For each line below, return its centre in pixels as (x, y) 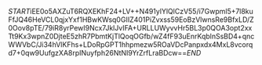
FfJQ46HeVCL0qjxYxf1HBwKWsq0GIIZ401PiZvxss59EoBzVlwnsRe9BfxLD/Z (131, 20)
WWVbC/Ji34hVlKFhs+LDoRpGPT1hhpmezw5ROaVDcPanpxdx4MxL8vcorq (131, 45)
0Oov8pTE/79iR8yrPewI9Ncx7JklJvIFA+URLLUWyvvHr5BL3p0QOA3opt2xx (130, 28)
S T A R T (19, 11)
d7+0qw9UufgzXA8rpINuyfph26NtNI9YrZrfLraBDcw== (98, 53)
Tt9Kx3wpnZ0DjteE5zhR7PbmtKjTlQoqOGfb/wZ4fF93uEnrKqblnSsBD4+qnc (131, 36)
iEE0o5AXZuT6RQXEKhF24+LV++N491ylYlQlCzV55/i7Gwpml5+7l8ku (142, 11)
